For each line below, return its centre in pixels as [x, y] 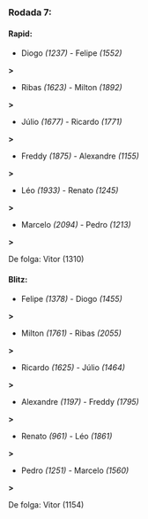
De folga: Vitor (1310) [46, 259]
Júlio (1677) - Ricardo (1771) [71, 122]
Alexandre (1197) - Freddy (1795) [80, 402]
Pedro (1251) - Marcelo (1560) [75, 470]
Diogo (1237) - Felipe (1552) [71, 53]
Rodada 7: [30, 12]
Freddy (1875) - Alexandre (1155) [80, 156]
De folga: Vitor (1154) [46, 505]
